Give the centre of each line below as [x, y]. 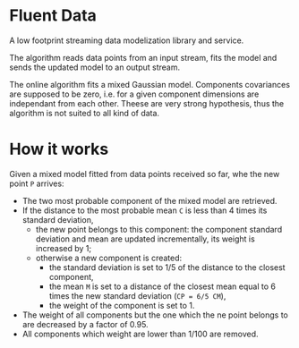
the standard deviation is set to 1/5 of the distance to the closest [167, 267]
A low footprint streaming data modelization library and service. [127, 40]
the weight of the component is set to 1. [122, 305]
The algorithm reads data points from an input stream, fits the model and [143, 57]
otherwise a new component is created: [109, 258]
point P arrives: [37, 183]
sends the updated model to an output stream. [95, 67]
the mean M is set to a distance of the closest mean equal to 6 [162, 286]
